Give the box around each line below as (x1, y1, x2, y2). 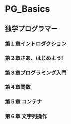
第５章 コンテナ (5, 98, 42, 105)
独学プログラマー (5, 24, 58, 33)
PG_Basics (5, 3, 50, 15)
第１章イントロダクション (5, 41, 67, 47)
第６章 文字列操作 (5, 113, 47, 120)
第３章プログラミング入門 (5, 69, 67, 76)
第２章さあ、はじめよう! (5, 55, 63, 62)
